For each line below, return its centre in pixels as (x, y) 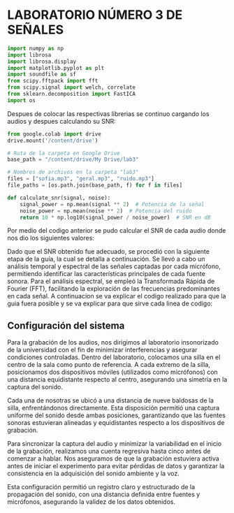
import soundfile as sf (42, 74)
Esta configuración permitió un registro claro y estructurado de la (101, 487)
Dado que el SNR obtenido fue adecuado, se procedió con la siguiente (108, 252)
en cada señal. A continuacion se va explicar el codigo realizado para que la (117, 296)
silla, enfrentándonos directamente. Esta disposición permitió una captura (114, 408)
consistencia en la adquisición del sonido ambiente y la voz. (93, 474)
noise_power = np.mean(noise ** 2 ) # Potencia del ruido (106, 211)
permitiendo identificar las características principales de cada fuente (107, 274)
